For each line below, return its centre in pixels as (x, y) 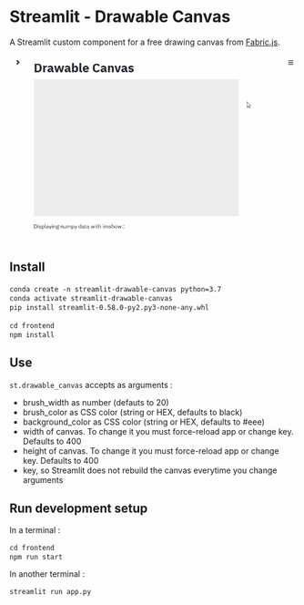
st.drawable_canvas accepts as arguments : (91, 385)
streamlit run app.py (51, 592)
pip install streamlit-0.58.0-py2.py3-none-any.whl (109, 307)
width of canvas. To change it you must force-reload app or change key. (158, 431)
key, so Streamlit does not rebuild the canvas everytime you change (150, 470)
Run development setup (79, 508)
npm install (32, 334)
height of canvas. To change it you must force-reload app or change (151, 451)
